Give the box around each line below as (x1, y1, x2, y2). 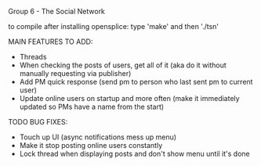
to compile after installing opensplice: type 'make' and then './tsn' (8, 22, 219, 31)
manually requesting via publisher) (19, 69, 132, 78)
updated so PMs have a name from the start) (19, 102, 165, 111)
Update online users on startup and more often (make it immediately (19, 94, 241, 103)
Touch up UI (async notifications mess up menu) (19, 132, 177, 142)
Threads (19, 52, 47, 61)
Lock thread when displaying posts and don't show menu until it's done (19, 149, 251, 158)
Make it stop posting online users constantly (19, 141, 163, 150)
